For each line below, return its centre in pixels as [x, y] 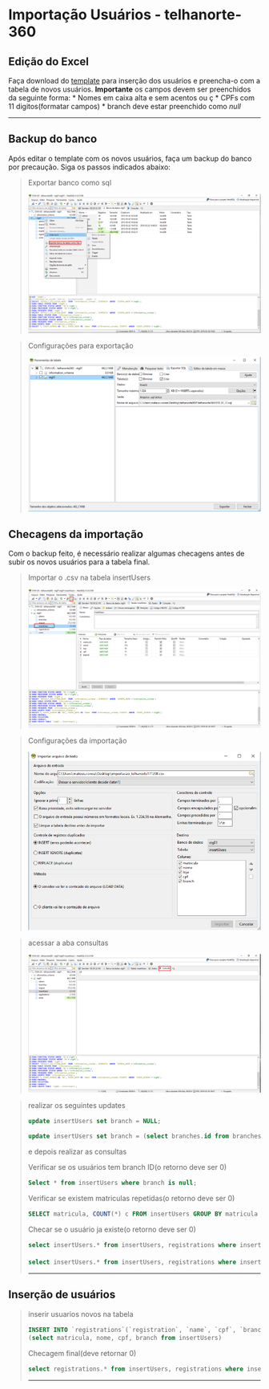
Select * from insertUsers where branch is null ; [112, 1183]
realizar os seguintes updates [76, 1105]
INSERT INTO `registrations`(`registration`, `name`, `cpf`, [132, 1330]
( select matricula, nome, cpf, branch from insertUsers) [125, 1338]
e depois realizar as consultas [77, 1152]
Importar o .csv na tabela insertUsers [89, 577]
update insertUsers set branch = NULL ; [94, 1121]
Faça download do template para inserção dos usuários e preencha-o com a [134, 81]
